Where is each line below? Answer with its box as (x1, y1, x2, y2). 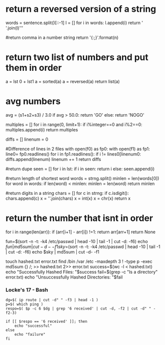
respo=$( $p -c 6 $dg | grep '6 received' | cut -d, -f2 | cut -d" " (5, 306, 152, 311)
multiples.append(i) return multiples (5, 126, 78, 132)
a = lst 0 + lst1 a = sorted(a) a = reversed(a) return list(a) (5, 78, 120, 84)
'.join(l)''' (5, 25, 24, 31)
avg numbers (5, 96, 61, 107)
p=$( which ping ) (5, 302, 43, 307)
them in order (5, 63, 62, 73)
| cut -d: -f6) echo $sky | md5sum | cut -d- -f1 (5, 249, 100, 254)
